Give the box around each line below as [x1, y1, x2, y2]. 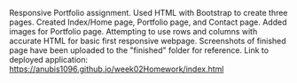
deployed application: [9, 55, 89, 64]
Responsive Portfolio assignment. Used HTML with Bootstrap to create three [9, 8, 288, 18]
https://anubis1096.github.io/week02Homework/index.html [9, 64, 224, 74]
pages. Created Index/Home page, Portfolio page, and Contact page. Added [9, 17, 287, 27]
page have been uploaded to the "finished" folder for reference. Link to [9, 45, 269, 56]
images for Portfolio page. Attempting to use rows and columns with [9, 26, 258, 36]
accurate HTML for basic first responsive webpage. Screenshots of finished [9, 35, 286, 46]
